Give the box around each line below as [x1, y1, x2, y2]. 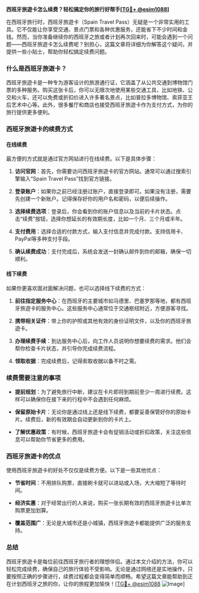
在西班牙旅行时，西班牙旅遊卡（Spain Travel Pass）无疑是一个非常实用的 [6, 18, 185, 26]
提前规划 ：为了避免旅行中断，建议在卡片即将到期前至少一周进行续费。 [14, 388, 187, 395]
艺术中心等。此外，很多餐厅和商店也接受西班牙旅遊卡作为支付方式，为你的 [11, 101, 193, 109]
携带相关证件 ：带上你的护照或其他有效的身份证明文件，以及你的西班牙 [14, 317, 187, 324]
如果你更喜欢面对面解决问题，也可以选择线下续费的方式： [6, 285, 146, 292]
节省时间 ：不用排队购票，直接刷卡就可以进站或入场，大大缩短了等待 [14, 480, 181, 487]
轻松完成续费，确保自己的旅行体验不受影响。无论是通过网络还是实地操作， [6, 565, 188, 572]
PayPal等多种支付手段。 [14, 235, 73, 242]
